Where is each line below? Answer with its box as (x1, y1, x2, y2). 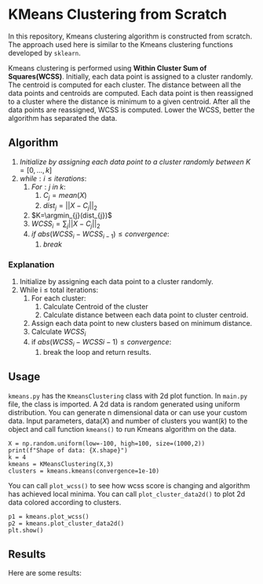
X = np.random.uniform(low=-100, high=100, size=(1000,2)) (8, 440, 206, 447)
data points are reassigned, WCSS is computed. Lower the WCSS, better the (8, 104, 255, 115)
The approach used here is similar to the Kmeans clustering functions (8, 39, 233, 49)
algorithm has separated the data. (8, 113, 118, 122)
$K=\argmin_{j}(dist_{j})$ (31, 210, 112, 221)
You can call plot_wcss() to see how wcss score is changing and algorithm (8, 480, 250, 490)
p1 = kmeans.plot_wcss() (8, 513, 89, 520)
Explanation (8, 259, 55, 270)
